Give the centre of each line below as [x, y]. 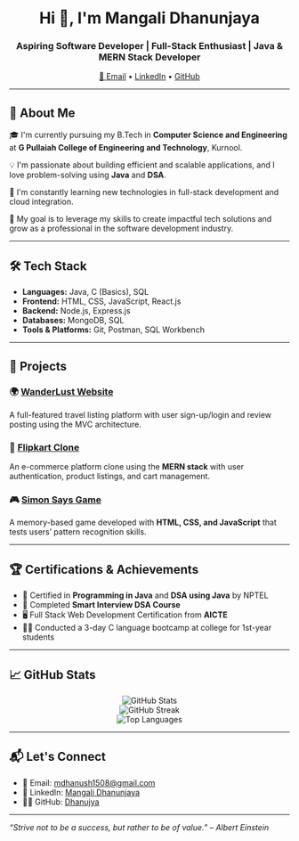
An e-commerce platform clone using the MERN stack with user [127, 467]
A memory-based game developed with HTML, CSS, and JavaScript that [143, 523]
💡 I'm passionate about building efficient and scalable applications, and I [142, 165]
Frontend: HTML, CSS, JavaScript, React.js [101, 301]
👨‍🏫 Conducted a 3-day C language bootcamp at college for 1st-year [147, 628]
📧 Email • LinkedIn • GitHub [149, 77]
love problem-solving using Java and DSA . [88, 175]
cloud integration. [41, 202]
